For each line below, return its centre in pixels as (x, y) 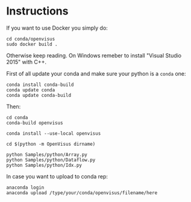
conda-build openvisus (35, 123)
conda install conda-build (40, 85)
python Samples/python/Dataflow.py (51, 160)
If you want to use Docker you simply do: (57, 28)
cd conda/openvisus (31, 39)
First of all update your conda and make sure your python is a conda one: (96, 73)
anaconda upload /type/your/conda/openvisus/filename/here (82, 193)
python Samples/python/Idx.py (44, 165)
